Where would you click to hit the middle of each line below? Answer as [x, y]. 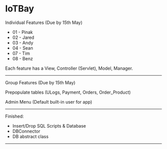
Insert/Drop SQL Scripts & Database [49, 126]
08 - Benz [23, 58]
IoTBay [20, 9]
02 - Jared [23, 37]
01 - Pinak [23, 32]
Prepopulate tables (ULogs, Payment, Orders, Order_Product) [68, 92]
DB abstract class [30, 136]
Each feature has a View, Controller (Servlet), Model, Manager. [69, 68]
